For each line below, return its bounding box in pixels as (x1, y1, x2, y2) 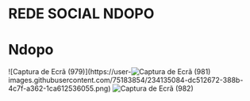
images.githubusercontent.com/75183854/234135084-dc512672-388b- (8, 76, 244, 85)
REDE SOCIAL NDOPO (8, 5, 155, 23)
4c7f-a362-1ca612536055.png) (8, 84, 111, 93)
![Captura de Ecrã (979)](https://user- (8, 67, 132, 77)
